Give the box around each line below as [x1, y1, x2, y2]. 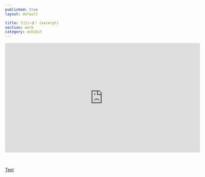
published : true [5, 7, 38, 12]
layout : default [5, 12, 38, 17]
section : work [5, 25, 34, 30]
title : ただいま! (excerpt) [5, 20, 59, 25]
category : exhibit [5, 30, 42, 35]
